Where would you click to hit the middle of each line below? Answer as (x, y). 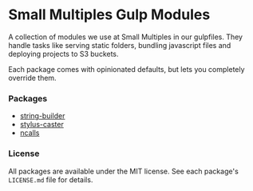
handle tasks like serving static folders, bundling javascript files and (120, 45)
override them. (33, 78)
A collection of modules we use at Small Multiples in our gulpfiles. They (126, 37)
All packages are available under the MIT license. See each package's (124, 171)
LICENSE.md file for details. (51, 179)
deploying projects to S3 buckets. (63, 54)
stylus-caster (42, 125)
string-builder (42, 116)
